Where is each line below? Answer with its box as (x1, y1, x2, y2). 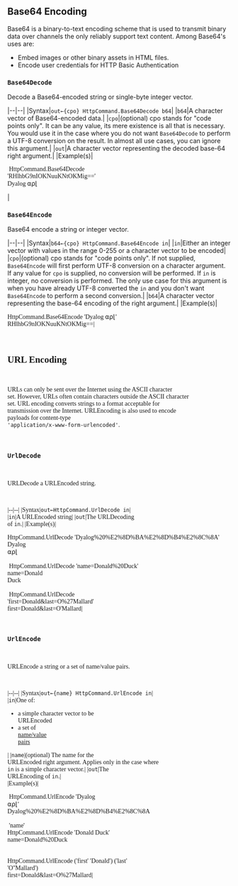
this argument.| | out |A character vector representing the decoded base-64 (7, 144, 225, 153)
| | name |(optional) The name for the (7, 751, 94, 759)
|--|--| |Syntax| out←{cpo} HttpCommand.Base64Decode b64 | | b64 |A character (7, 106, 223, 115)
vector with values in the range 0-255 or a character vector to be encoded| (7, 246, 227, 255)
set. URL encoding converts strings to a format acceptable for (7, 400, 160, 408)
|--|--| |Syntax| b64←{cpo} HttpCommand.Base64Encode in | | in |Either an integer (7, 239, 231, 247)
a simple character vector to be (17, 710, 94, 717)
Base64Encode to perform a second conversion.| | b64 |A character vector (7, 292, 215, 300)
